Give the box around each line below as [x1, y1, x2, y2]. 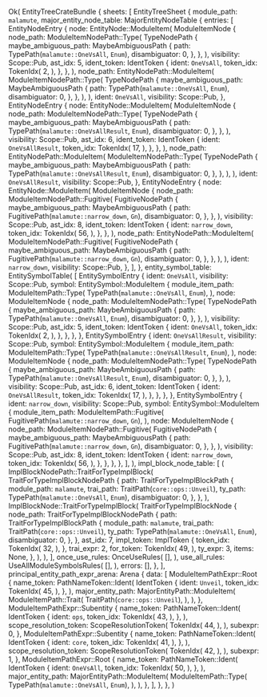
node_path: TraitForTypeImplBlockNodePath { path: [8, 509, 177, 519]
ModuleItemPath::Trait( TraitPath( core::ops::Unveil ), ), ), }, [8, 595, 203, 604]
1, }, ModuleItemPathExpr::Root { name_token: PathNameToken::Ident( [8, 654, 238, 664]
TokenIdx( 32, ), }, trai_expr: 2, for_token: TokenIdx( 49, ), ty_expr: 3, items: [8, 544, 254, 553]
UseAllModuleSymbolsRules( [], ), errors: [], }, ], [8, 561, 165, 570]
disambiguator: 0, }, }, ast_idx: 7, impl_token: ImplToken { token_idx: [8, 535, 230, 545]
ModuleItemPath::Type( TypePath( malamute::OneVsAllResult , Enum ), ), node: [8, 348, 257, 357]
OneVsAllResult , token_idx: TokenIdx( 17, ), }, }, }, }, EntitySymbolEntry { [8, 391, 243, 399]
